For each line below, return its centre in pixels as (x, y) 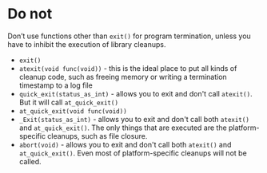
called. (30, 161)
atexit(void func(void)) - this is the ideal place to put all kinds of (128, 68)
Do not (30, 14)
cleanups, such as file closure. (97, 136)
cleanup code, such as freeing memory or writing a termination (123, 77)
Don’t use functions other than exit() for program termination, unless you (129, 36)
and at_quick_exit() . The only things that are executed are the (123, 128)
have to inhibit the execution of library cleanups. (87, 44)
